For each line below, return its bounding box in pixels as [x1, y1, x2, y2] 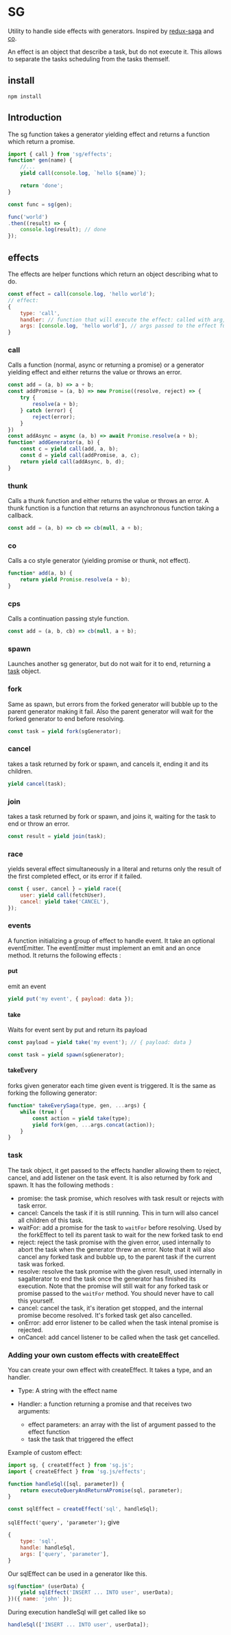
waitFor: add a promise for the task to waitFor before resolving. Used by [17, 1223, 222, 1232]
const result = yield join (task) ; [8, 833, 107, 840]
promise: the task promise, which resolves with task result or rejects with [17, 1194, 224, 1202]
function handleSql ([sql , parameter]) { [8, 1480, 125, 1487]
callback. [8, 511, 34, 520]
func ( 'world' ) [8, 213, 49, 220]
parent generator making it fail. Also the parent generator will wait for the [8, 707, 214, 716]
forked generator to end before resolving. [8, 714, 125, 723]
